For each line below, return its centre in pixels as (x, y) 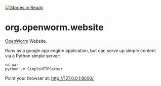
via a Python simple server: (33, 56)
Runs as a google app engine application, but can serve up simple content (80, 50)
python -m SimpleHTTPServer (34, 69)
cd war (12, 65)
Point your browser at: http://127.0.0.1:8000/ (49, 78)
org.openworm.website (54, 28)
